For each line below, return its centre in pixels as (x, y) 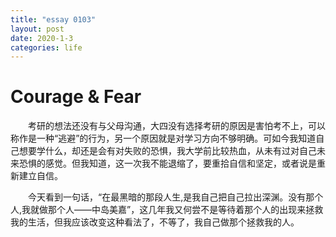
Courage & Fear (76, 97)
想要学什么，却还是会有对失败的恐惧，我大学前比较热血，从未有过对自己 (167, 151)
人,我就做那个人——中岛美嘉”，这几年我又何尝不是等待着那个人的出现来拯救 (167, 210)
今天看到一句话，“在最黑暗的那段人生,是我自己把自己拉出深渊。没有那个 (176, 197)
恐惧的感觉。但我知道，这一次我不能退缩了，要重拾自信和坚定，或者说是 (167, 163)
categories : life (46, 47)
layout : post (37, 29)
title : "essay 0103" (53, 19)
